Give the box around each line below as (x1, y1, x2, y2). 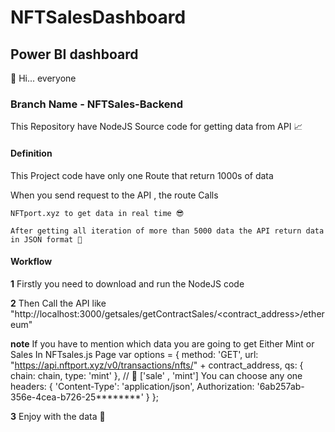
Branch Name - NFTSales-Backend (10, 97, 184, 111)
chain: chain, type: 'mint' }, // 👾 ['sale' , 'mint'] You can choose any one (10, 369, 303, 381)
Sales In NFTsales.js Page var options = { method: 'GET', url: (10, 348, 259, 360)
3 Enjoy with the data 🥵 (10, 410, 106, 422)
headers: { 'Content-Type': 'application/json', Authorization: (10, 380, 255, 392)
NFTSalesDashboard (10, 6, 187, 29)
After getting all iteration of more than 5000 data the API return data (10, 226, 325, 236)
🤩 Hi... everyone (10, 72, 77, 84)
